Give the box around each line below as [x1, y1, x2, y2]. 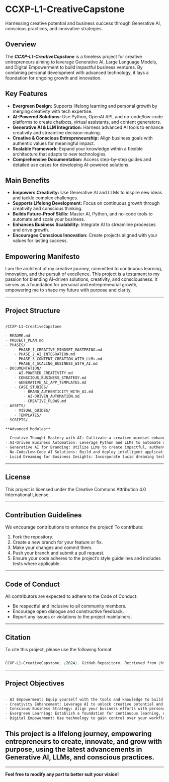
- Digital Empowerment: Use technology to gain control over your [5, 716, 147, 721]
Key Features [5, 90, 48, 98]
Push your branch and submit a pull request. [12, 550, 105, 556]
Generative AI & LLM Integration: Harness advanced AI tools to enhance [12, 124, 164, 130]
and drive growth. [12, 227, 49, 233]
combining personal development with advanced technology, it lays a [5, 69, 149, 75]
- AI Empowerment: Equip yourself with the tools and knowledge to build [5, 697, 163, 702]
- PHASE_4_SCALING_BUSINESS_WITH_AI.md [14, 361, 98, 366]
